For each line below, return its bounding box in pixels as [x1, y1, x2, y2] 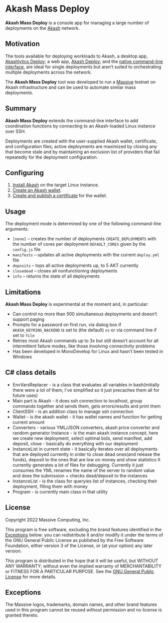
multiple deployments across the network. [5, 69, 92, 75]
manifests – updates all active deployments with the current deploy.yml [12, 252, 159, 258]
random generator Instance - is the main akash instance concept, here [12, 430, 158, 436]
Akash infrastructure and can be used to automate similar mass [5, 84, 136, 90]
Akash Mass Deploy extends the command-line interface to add [5, 117, 138, 123]
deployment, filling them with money [12, 483, 88, 489]
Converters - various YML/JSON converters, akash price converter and [12, 424, 159, 431]
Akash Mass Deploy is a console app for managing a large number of [5, 20, 149, 26]
